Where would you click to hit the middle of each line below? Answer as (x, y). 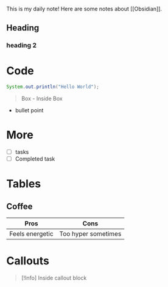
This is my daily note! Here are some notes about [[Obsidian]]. (84, 9)
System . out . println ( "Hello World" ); (53, 87)
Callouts (28, 261)
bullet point (29, 111)
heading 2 (22, 45)
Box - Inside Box (42, 99)
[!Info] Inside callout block (54, 278)
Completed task (35, 159)
